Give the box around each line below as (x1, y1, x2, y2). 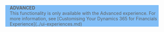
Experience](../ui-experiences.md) (9, 21, 83, 27)
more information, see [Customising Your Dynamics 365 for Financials (9, 16, 157, 21)
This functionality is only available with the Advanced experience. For (9, 10, 156, 16)
